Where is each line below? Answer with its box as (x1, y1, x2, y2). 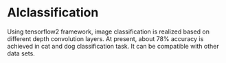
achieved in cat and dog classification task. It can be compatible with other (7, 42, 219, 50)
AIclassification (7, 5, 99, 21)
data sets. (7, 49, 36, 58)
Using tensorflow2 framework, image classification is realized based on (7, 27, 210, 36)
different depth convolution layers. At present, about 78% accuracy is (7, 34, 204, 42)
